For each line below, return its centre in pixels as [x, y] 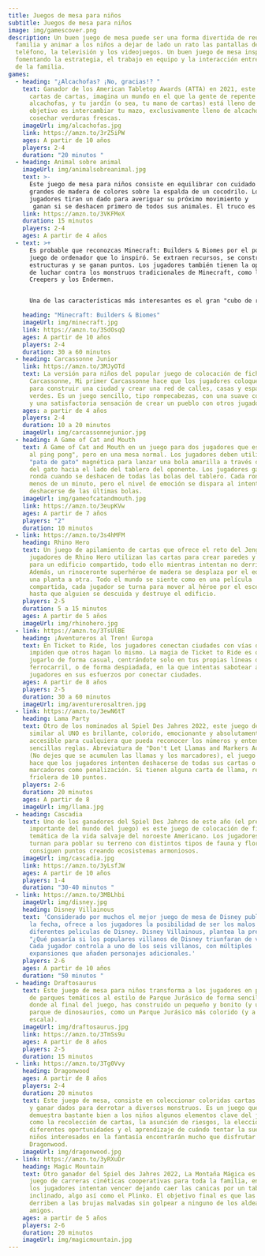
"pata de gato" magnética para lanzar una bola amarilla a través [140, 462]
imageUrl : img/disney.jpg [65, 902]
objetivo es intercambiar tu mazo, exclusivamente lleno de [130, 111]
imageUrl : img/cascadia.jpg [68, 858]
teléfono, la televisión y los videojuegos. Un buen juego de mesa [129, 52]
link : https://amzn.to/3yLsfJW [74, 865]
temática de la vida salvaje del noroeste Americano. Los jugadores [144, 836]
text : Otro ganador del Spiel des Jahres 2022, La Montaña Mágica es [139, 1174]
